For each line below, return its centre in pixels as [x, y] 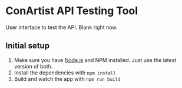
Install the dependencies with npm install [65, 73]
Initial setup [28, 46]
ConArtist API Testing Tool [72, 11]
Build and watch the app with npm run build [67, 79]
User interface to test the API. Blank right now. [62, 27]
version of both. [33, 66]
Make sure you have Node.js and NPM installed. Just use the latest [95, 60]
